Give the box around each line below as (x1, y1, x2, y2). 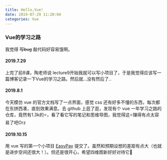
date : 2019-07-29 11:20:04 (5, 12, 61, 17)
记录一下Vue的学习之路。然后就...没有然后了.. (18, 76, 112, 82)
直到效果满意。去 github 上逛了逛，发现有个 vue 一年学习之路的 (31, 106, 162, 112)
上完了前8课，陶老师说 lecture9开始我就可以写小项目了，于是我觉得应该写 (5, 69, 157, 75)
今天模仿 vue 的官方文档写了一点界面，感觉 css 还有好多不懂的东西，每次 (5, 99, 156, 105)
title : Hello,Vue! (5, 7, 43, 12)
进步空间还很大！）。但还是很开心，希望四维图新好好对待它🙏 (9, 149, 133, 155)
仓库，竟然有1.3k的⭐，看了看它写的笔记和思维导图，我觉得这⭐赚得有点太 (5, 112, 155, 118)
